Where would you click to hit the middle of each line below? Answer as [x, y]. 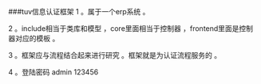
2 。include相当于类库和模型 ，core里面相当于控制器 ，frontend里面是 [124, 29]
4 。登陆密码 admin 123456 [53, 72]
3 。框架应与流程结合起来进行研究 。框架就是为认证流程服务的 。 [115, 55]
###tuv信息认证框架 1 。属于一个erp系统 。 [79, 11]
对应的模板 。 [37, 38]
